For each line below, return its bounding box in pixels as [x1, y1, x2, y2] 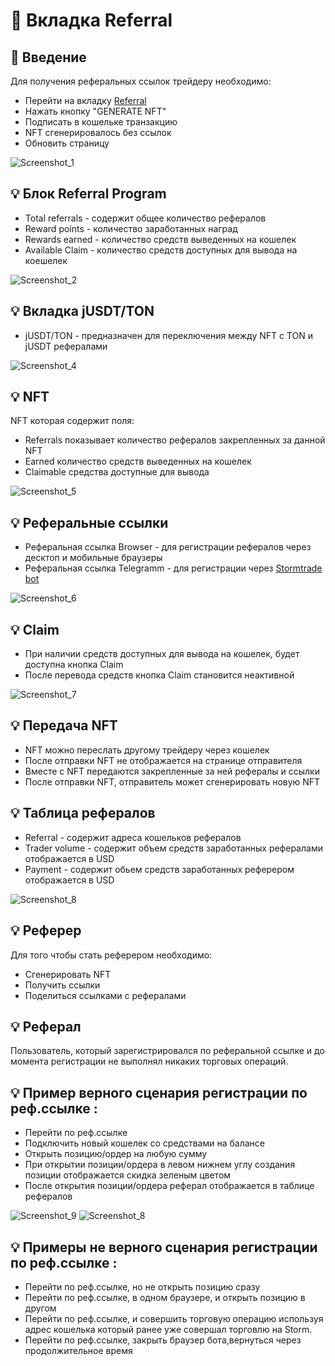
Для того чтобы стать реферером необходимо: [10, 949, 213, 961]
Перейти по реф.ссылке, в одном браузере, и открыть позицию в [24, 1291, 306, 1303]
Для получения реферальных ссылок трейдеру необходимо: [10, 75, 272, 87]
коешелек [24, 254, 68, 266]
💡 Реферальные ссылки [10, 514, 169, 531]
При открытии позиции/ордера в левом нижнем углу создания [24, 1159, 296, 1171]
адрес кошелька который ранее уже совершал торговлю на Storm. [24, 1323, 313, 1335]
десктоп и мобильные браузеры [24, 552, 163, 564]
